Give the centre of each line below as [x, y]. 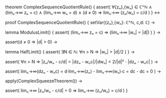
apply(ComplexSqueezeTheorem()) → [44, 81]
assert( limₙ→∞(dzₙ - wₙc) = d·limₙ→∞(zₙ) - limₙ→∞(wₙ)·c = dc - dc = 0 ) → [83, 71]
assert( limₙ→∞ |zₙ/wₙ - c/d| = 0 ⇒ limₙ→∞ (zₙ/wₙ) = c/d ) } [67, 90]
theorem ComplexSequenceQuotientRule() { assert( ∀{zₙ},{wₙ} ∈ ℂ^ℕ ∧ [79, 7]
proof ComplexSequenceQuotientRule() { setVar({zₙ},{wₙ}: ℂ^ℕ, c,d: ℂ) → [80, 22]
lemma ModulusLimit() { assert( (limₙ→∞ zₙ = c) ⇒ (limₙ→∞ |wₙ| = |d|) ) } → [83, 32]
